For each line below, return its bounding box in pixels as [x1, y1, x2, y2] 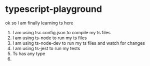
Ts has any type [12, 51, 45, 57]
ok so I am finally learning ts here [5, 20, 73, 26]
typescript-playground [5, 3, 102, 15]
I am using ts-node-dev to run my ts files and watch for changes [12, 40, 145, 46]
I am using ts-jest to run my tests [12, 45, 80, 51]
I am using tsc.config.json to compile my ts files [12, 29, 111, 35]
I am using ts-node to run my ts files [12, 35, 87, 41]
